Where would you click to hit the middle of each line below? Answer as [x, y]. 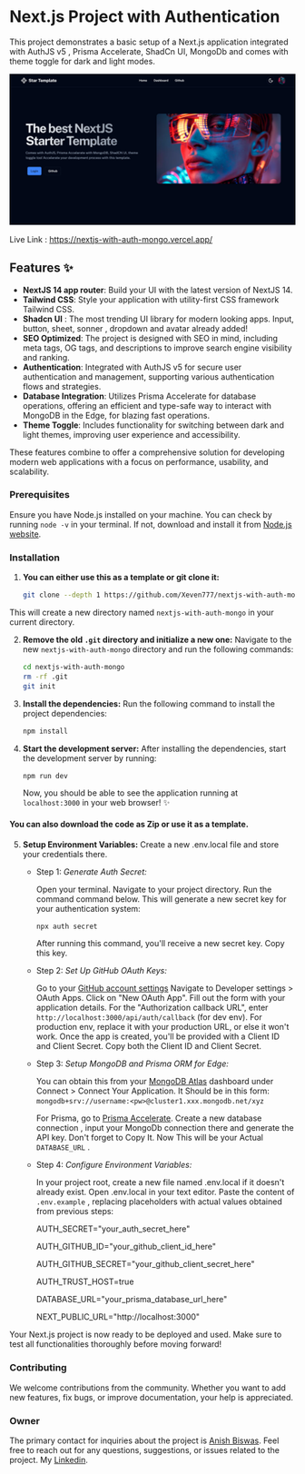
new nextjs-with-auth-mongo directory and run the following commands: [158, 649]
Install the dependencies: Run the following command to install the [148, 703]
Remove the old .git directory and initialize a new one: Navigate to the [157, 639]
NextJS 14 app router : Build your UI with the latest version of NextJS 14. [157, 290]
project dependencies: [64, 713]
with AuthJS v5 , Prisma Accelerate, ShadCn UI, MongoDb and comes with [149, 51]
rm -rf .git [45, 677]
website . [25, 534]
